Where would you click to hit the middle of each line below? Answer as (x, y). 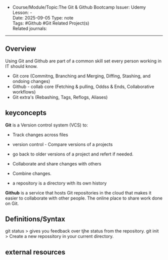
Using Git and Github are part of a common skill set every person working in (83, 61)
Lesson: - (22, 12)
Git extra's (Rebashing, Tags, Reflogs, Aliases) (60, 97)
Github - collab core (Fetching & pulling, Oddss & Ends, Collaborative (83, 86)
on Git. (12, 203)
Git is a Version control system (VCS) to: (47, 125)
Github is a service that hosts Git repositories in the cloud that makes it (78, 192)
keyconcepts (26, 113)
